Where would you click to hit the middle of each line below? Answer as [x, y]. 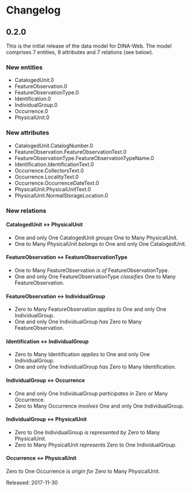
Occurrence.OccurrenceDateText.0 [57, 183]
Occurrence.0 [31, 111]
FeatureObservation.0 [41, 86]
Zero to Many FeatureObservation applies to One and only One [90, 309]
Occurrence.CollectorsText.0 [49, 170]
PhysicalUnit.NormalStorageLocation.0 [61, 195]
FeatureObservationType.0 [47, 93]
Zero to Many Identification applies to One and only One [82, 354]
